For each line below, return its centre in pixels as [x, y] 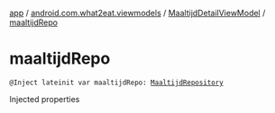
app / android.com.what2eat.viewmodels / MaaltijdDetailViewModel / [137, 13]
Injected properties [45, 99]
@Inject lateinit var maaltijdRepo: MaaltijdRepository [116, 83]
